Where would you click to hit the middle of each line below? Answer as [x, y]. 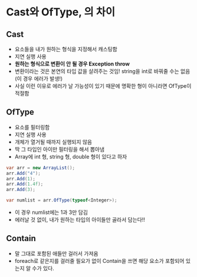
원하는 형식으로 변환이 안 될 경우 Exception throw [72, 64]
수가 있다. [43, 268]
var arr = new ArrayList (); [41, 168]
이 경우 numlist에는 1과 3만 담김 [51, 212]
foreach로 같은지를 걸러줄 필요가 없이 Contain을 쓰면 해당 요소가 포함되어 [99, 260]
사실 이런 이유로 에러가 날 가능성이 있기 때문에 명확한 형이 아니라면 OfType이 [103, 86]
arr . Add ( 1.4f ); [25, 184]
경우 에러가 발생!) [43, 78]
